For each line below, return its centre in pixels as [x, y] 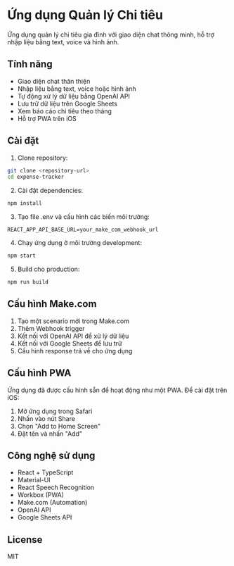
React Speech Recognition [56, 488]
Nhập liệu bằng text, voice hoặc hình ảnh [77, 89]
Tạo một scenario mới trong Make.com [73, 321]
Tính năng [30, 64]
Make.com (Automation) [52, 503]
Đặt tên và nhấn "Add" [50, 434]
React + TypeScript [45, 472]
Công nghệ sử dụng [51, 455]
